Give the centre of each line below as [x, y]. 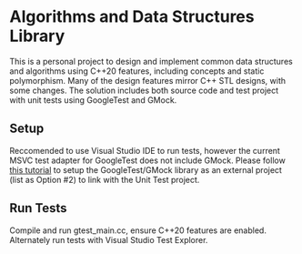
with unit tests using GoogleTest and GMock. [93, 100]
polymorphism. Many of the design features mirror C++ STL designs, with [148, 80]
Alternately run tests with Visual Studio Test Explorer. [109, 239]
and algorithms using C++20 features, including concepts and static [137, 71]
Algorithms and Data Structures [132, 17]
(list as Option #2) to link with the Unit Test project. [105, 179]
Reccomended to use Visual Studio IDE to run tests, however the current [145, 150]
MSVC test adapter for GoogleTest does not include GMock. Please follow [148, 160]
